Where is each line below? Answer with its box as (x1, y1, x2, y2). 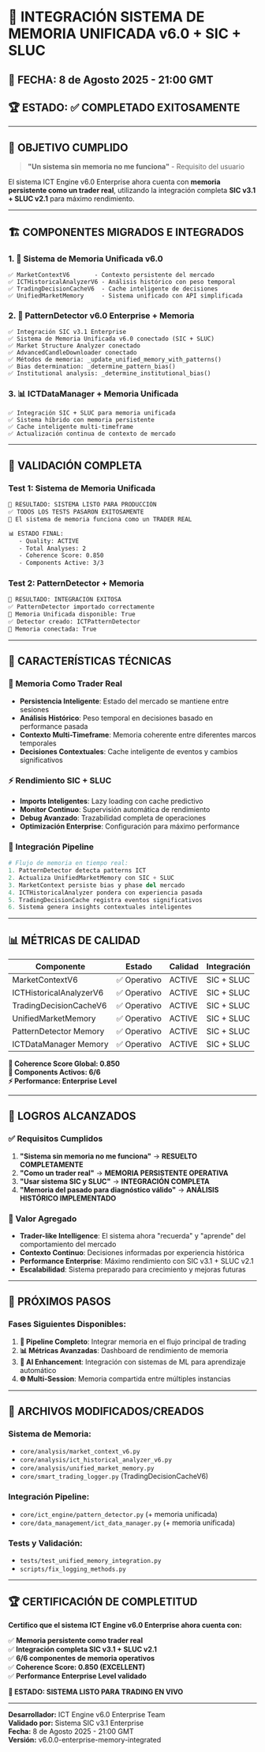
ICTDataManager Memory (12, 1039, 109, 1050)
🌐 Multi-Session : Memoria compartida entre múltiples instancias (19, 1374, 231, 1383)
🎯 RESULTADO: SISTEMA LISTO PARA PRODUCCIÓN (8, 501, 157, 509)
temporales (19, 738, 57, 748)
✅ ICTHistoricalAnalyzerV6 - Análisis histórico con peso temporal (8, 278, 237, 286)
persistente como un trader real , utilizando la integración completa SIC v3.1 (8, 186, 256, 195)
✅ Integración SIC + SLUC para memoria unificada (8, 409, 176, 417)
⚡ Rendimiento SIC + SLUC (8, 776, 112, 787)
